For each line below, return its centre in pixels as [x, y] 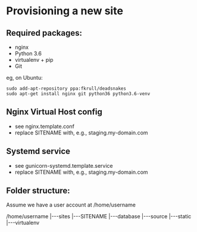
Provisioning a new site [65, 11]
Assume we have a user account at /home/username [71, 205]
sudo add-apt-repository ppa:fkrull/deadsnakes [66, 89]
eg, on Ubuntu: [24, 78]
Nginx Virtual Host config [54, 112]
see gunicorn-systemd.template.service [64, 165]
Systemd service [38, 151]
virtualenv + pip [34, 60]
